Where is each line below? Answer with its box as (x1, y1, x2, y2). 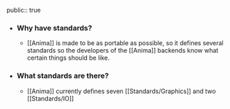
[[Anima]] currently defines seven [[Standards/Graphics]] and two (26, 87, 216, 95)
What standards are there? (16, 71, 109, 81)
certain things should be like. (26, 53, 110, 62)
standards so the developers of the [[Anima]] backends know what (26, 47, 219, 55)
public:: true (6, 6, 41, 14)
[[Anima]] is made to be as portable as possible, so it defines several (26, 39, 224, 47)
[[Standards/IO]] (26, 94, 74, 103)
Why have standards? (16, 23, 92, 33)
